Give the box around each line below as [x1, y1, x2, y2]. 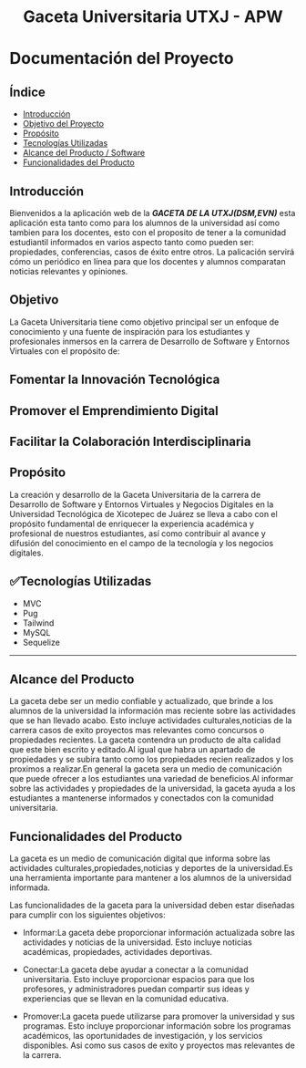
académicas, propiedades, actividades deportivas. [22, 947, 212, 958]
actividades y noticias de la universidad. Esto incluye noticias [22, 937, 252, 948]
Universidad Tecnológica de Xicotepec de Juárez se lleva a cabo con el [9, 508, 278, 519]
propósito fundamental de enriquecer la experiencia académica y [9, 518, 255, 529]
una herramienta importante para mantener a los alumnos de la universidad [9, 873, 291, 884]
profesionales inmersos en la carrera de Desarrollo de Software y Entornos [9, 336, 291, 347]
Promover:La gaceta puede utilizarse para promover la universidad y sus [22, 1011, 296, 1022]
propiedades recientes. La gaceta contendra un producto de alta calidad [9, 734, 281, 745]
